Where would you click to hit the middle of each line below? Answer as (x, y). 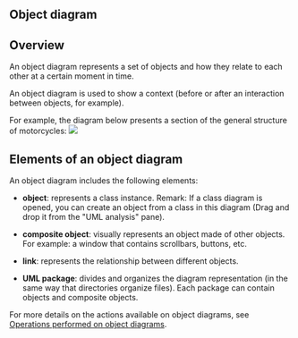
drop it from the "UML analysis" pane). (94, 217)
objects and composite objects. (80, 298)
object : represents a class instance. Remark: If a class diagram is (142, 198)
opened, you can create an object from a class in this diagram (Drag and (156, 207)
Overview (37, 45)
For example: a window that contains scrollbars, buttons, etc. (135, 244)
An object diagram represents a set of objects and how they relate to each (146, 67)
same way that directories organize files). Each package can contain (148, 288)
